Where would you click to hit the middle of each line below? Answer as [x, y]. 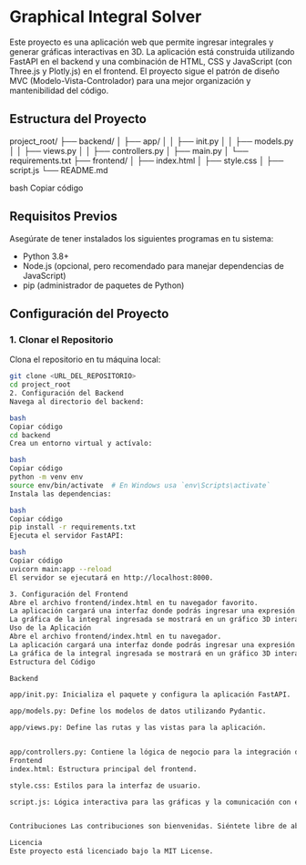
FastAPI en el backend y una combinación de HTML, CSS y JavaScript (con [151, 61]
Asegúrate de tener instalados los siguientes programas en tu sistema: [142, 238]
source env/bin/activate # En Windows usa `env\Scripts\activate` [140, 485]
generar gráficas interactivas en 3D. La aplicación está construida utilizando [152, 51]
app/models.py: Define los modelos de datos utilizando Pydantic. [138, 711]
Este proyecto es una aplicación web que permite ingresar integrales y [142, 42]
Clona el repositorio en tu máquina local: [85, 360]
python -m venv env [46, 477]
